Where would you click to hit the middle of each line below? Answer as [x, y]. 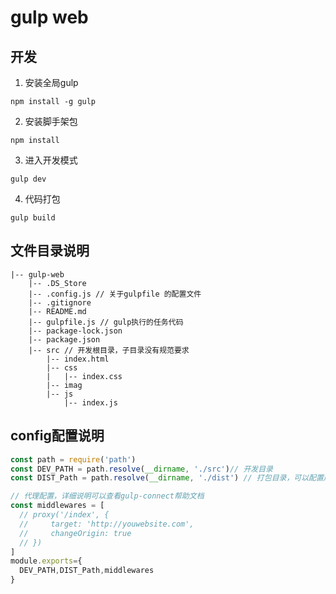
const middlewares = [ [57, 506]
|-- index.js [90, 402]
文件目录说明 [50, 251]
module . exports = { [46, 561]
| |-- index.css [84, 376]
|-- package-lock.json [75, 331]
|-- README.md [57, 311]
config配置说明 [57, 436]
